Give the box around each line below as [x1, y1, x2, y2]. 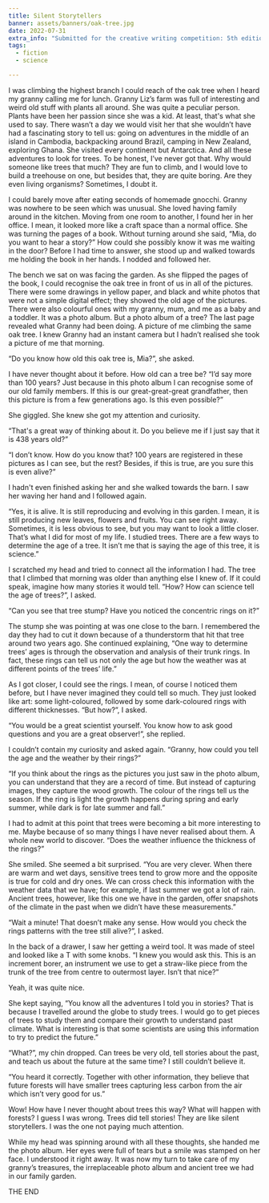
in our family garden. [8, 1171, 77, 1181]
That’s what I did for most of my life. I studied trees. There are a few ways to [8, 532, 259, 541]
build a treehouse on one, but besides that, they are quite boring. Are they [8, 170, 252, 180]
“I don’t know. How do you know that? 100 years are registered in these [8, 450, 243, 460]
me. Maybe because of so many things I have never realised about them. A [8, 827, 255, 836]
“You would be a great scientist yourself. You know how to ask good [8, 720, 233, 730]
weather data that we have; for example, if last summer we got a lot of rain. [8, 885, 256, 894]
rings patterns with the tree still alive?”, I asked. [8, 926, 164, 935]
